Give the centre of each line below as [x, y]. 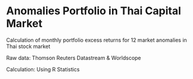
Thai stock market [28, 46]
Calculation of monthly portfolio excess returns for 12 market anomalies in [97, 40]
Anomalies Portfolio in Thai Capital [94, 11]
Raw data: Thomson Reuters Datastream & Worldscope [74, 58]
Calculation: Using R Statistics [43, 69]
